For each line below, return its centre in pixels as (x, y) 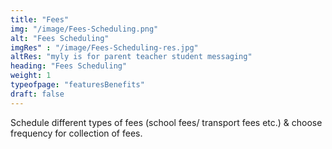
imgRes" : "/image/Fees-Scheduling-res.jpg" (104, 47)
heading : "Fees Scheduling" (69, 66)
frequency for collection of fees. (76, 133)
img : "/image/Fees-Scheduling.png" (84, 29)
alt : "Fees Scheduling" (60, 38)
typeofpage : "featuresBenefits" (77, 85)
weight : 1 (31, 76)
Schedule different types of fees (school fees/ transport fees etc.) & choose (166, 122)
